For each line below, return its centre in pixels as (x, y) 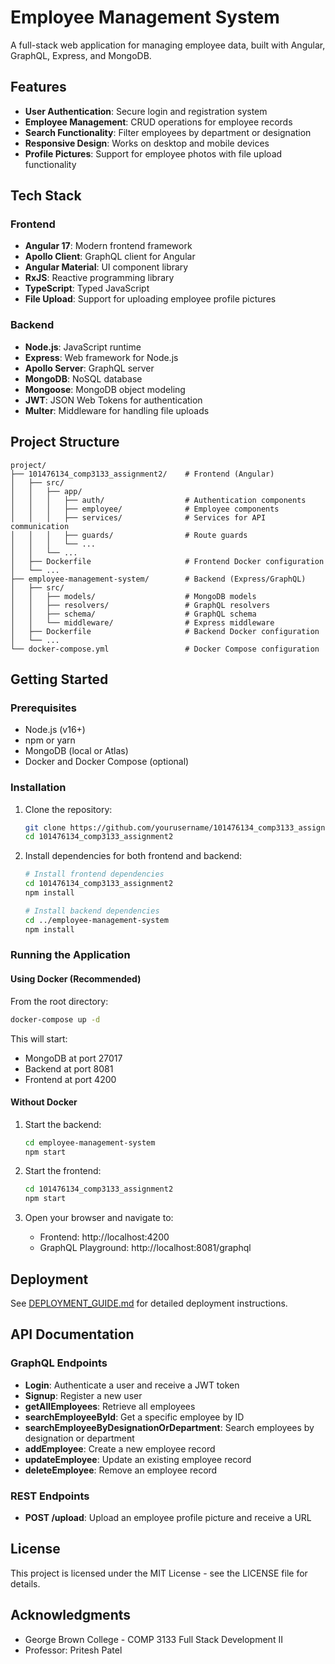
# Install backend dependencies (92, 911)
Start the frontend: (63, 1171)
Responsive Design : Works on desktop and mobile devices (147, 143)
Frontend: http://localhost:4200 (104, 1237)
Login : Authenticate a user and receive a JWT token (132, 1385)
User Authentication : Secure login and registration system (146, 111)
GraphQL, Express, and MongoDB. (81, 55)
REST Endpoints (50, 1496)
